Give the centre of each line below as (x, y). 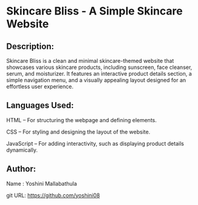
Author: (21, 169)
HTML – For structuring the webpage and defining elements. (81, 120)
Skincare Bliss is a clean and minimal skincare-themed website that (90, 61)
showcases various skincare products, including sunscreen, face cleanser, (99, 67)
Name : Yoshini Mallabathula (42, 183)
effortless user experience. (40, 86)
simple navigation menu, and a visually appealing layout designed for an (96, 80)
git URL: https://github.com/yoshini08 (53, 195)
